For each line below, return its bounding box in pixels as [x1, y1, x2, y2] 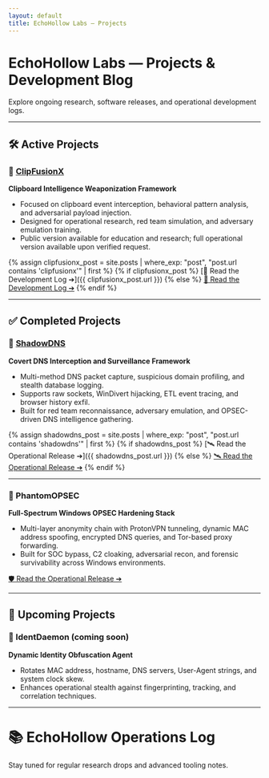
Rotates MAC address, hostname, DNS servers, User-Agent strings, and [19, 665, 258, 675]
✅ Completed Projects [8, 314, 122, 327]
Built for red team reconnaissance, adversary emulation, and [19, 406, 220, 415]
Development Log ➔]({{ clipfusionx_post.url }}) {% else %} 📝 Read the [8, 274, 240, 285]
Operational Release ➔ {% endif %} [8, 462, 126, 472]
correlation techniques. [19, 691, 97, 700]
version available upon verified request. [19, 242, 151, 252]
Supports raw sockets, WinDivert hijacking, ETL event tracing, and [19, 388, 239, 398]
